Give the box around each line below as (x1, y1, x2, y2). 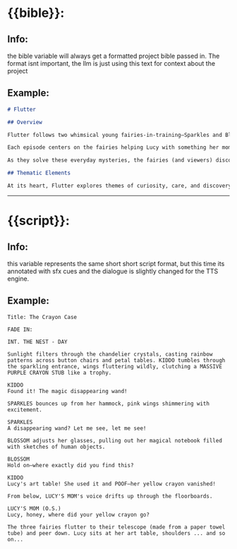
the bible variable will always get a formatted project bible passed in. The (7, 52, 220, 60)
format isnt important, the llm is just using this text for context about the (7, 59, 216, 68)
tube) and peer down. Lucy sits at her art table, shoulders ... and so (7, 529, 226, 537)
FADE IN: (7, 326, 33, 333)
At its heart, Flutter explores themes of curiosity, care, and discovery (7, 182, 232, 190)
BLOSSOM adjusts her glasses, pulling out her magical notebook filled (7, 437, 222, 444)
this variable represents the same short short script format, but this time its (7, 259, 225, 267)
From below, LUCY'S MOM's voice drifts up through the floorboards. (7, 493, 213, 500)
